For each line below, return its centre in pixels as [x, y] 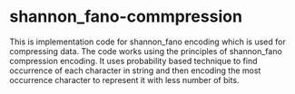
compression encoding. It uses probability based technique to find [133, 61]
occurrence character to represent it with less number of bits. [124, 80]
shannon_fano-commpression [126, 17]
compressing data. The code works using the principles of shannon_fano [146, 51]
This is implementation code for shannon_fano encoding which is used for [147, 42]
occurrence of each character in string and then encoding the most [135, 70]
